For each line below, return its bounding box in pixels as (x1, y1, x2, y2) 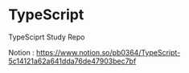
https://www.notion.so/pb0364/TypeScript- (35, 47, 181, 57)
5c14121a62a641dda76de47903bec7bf (8, 56, 137, 66)
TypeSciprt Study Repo (8, 32, 85, 42)
